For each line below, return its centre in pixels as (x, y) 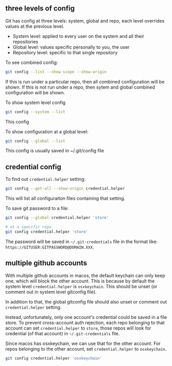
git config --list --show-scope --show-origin (56, 72)
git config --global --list (35, 141)
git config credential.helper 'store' (47, 232)
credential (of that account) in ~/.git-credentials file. (63, 333)
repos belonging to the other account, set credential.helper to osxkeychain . (86, 349)
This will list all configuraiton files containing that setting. (65, 198)
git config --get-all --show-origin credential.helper (65, 189)
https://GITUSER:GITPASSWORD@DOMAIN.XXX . (50, 247)
